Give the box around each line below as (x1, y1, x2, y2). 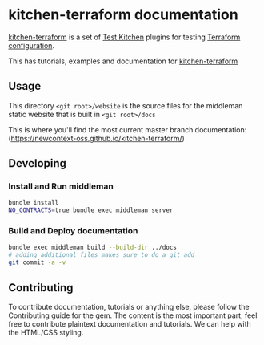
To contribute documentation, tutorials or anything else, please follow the (8, 302, 250, 311)
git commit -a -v (8, 258, 66, 266)
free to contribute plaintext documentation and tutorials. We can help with (8, 319, 252, 328)
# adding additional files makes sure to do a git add (8, 251, 195, 259)
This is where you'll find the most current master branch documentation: (8, 124, 247, 134)
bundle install (8, 199, 59, 207)
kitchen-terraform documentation (8, 6, 238, 24)
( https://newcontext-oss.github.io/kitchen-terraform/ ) (8, 133, 186, 143)
